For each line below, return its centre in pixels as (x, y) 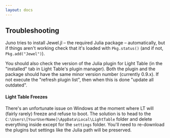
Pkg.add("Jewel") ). (25, 53)
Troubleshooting (32, 31)
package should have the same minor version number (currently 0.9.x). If (82, 74)
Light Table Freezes (27, 97)
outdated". (16, 85)
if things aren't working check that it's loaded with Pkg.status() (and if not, (84, 48)
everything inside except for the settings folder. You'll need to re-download (85, 124)
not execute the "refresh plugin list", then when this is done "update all (80, 80)
